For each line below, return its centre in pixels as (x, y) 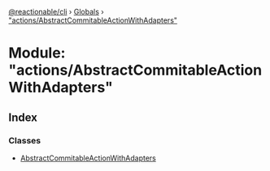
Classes (25, 140)
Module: (37, 53)
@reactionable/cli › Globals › (56, 12)
